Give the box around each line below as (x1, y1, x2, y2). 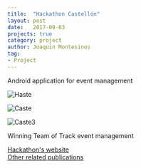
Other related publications (7, 152, 84, 161)
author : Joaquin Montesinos (7, 43, 91, 51)
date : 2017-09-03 (7, 23, 66, 31)
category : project (7, 37, 62, 44)
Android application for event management (7, 76, 133, 85)
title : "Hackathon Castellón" (7, 10, 100, 18)
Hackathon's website (7, 145, 70, 154)
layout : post (7, 17, 46, 24)
